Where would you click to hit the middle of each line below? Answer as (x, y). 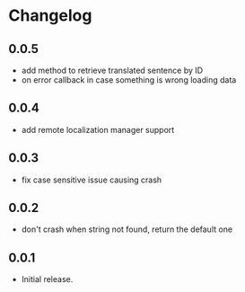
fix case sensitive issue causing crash (92, 180)
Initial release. (47, 279)
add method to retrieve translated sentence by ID (112, 70)
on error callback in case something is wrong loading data (129, 80)
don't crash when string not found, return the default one (127, 229)
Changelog (50, 16)
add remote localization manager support (98, 129)
